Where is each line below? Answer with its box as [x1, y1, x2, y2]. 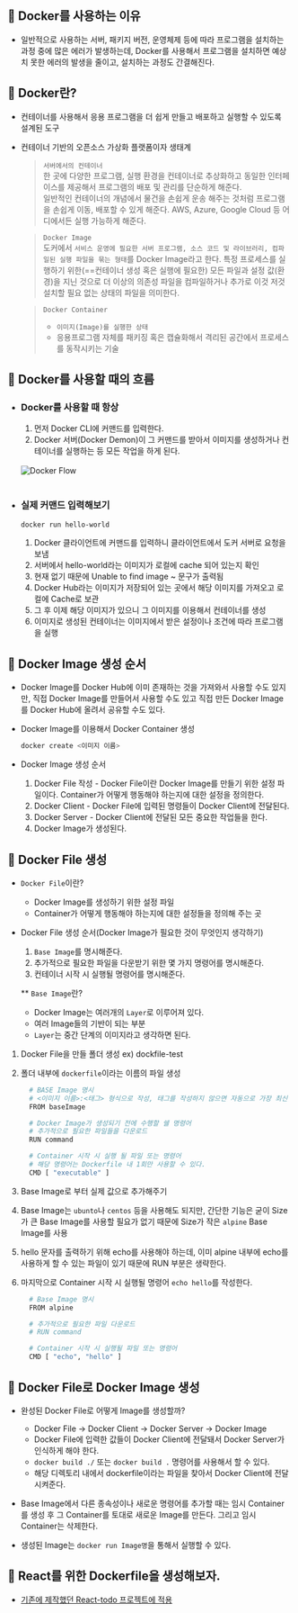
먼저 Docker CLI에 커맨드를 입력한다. [33, 423, 164, 434]
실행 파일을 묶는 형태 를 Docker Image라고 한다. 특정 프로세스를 [59, 253, 276, 264]
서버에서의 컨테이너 [42, 161, 103, 170]
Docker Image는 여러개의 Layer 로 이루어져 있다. [33, 1006, 205, 1017]
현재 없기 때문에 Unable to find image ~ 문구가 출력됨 [33, 571, 224, 582]
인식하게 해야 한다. [33, 1445, 100, 1455]
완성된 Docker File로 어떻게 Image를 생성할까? [20, 1405, 186, 1416]
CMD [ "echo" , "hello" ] [29, 1353, 122, 1362]
